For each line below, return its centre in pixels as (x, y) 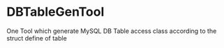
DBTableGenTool (55, 12)
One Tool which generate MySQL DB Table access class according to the (112, 31)
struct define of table (37, 38)
